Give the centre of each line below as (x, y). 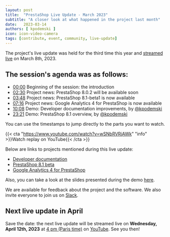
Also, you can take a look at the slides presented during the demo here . (80, 180)
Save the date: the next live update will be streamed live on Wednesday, (81, 223)
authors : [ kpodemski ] (31, 29)
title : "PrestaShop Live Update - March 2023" (57, 15)
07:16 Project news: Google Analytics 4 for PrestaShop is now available (87, 103)
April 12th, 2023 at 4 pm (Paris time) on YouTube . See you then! (73, 229)
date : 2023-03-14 (26, 24)
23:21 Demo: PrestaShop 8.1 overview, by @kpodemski (70, 114)
